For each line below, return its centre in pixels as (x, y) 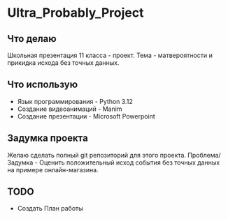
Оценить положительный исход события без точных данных (130, 163)
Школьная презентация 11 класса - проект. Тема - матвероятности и (110, 55)
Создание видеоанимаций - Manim (70, 109)
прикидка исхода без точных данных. (63, 63)
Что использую (43, 85)
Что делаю (32, 39)
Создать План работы (50, 209)
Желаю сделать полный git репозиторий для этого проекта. (97, 155)
